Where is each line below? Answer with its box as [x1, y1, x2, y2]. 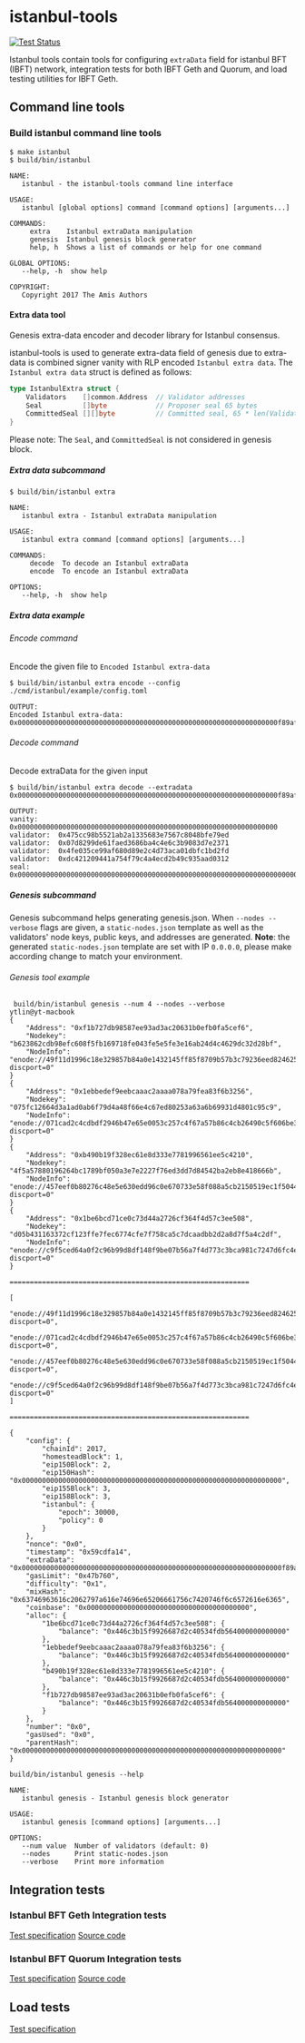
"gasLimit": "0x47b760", [25, 1572, 120, 1581]
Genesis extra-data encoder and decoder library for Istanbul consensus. [9, 329, 280, 340]
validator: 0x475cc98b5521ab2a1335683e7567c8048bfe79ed [9, 830, 230, 840]
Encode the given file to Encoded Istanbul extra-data [9, 661, 211, 672]
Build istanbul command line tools [9, 127, 162, 140]
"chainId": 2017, [42, 1445, 107, 1454]
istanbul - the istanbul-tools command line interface [21, 179, 233, 188]
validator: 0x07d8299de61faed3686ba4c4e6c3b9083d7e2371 [9, 838, 230, 848]
